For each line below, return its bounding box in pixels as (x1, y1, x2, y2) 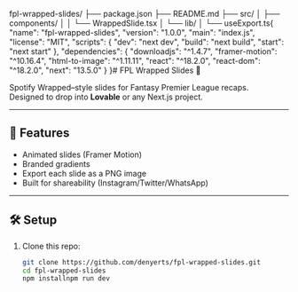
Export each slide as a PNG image (21, 168, 147, 178)
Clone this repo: (21, 241, 81, 251)
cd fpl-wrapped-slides (21, 266, 106, 275)
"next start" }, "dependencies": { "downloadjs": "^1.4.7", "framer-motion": (9, 46, 278, 57)
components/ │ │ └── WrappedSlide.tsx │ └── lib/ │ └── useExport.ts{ (9, 18, 274, 28)
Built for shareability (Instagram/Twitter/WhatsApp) (21, 178, 208, 188)
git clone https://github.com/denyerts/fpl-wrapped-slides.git (21, 257, 262, 266)
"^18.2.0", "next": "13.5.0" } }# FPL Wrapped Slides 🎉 (9, 65, 201, 75)
